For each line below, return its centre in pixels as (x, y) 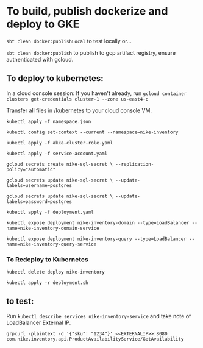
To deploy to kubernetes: (55, 78)
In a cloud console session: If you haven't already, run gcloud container (97, 93)
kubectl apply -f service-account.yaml (57, 154)
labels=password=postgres (39, 201)
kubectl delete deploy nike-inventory (55, 272)
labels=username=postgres (39, 185)
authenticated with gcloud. (40, 59)
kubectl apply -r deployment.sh (47, 283)
